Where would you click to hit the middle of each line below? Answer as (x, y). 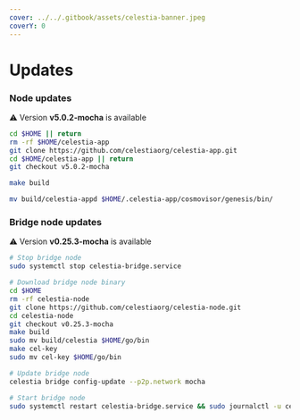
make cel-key (33, 349)
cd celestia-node (42, 315)
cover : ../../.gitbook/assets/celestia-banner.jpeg (107, 17)
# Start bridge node (48, 398)
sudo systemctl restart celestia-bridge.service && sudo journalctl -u (145, 406)
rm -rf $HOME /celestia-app (59, 142)
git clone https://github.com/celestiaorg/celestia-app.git (124, 150)
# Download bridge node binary (67, 282)
